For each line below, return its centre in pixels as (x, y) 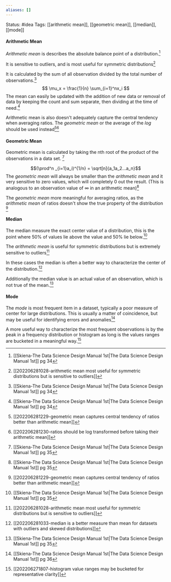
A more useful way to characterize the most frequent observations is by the (85, 329)
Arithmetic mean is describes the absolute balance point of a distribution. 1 (83, 53)
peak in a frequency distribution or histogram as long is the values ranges (83, 335)
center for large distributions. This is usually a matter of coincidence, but (82, 313)
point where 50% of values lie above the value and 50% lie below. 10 (77, 236)
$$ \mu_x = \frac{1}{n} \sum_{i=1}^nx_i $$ (86, 88)
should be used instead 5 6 (32, 129)
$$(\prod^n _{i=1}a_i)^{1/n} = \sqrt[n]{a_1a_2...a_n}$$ (86, 168)
